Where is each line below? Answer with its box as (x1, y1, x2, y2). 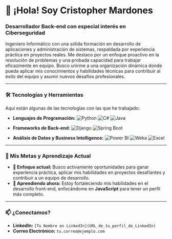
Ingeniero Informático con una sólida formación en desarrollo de (5, 41, 141, 47)
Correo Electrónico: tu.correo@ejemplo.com (12, 228, 105, 234)
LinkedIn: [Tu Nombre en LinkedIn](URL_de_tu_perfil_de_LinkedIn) (12, 223, 156, 229)
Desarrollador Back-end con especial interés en (5, 23, 126, 30)
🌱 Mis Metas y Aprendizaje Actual (5, 152, 91, 159)
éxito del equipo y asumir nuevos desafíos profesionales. (5, 74, 125, 80)
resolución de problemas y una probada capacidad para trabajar (5, 57, 141, 63)
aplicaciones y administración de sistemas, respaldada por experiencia (5, 46, 155, 53)
